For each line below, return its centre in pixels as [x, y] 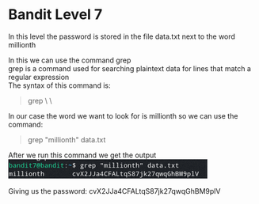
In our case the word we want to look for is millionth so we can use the [123, 115]
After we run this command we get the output [82, 155]
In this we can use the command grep [70, 60]
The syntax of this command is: [59, 85]
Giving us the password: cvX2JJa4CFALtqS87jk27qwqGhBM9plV [114, 191]
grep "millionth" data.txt [67, 139]
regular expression [39, 77]
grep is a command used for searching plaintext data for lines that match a [130, 68]
